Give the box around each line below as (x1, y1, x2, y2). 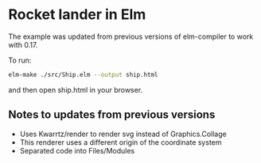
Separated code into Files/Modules (19, 146, 135, 155)
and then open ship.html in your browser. (8, 85, 143, 94)
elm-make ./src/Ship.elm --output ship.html (8, 70, 158, 78)
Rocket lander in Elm (8, 6, 146, 24)
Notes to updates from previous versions (8, 108, 216, 122)
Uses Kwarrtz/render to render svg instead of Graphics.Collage (19, 129, 227, 138)
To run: (8, 55, 32, 65)
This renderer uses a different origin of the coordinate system (19, 137, 222, 147)
